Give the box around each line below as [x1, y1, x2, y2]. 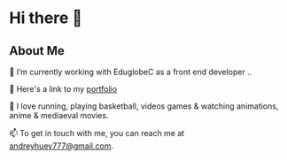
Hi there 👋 [9, 8, 82, 28]
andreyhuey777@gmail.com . [9, 141, 113, 151]
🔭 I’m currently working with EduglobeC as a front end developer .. [9, 66, 252, 77]
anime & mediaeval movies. [9, 110, 109, 120]
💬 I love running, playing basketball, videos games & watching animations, [9, 101, 279, 111]
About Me [9, 43, 65, 58]
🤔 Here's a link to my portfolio [9, 84, 118, 94]
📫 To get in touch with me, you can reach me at [9, 128, 185, 138]
